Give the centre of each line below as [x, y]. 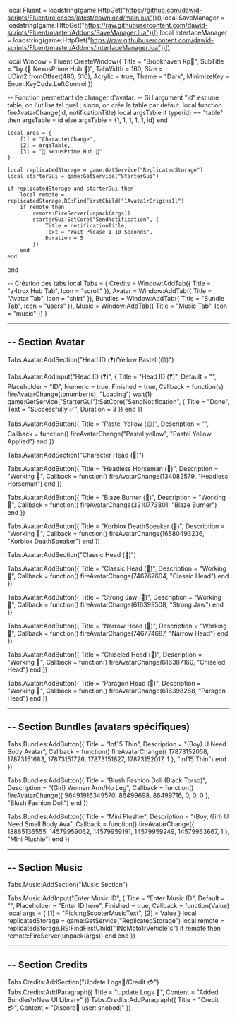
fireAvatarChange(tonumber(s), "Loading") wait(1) [80, 394]
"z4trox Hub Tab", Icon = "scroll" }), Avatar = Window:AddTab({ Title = [110, 291]
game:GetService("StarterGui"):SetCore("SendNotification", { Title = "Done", [119, 401]
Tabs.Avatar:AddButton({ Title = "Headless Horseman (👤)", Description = [113, 468]
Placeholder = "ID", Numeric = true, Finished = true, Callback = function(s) [116, 386]
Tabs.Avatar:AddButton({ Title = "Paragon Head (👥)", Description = [104, 683]
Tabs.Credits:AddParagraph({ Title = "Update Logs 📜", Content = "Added [113, 992]
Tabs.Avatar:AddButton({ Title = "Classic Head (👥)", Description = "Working [117, 568]
